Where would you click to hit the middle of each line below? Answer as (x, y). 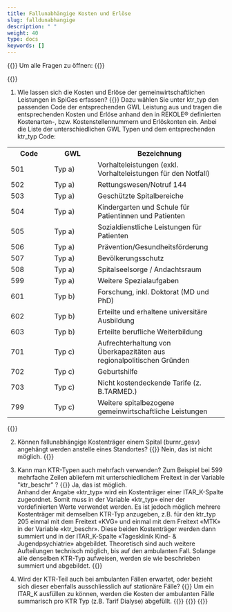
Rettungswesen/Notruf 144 (142, 184)
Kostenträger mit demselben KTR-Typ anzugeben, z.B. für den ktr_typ (116, 514)
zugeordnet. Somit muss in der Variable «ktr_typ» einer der (101, 499)
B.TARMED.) (117, 391)
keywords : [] (26, 46)
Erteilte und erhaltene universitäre (153, 312)
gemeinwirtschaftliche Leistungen (153, 411)
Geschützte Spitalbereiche (141, 196)
